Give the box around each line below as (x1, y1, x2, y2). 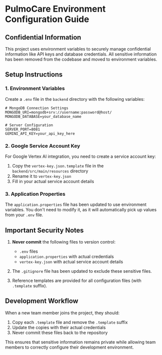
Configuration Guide (5, 14, 90, 25)
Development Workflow (5, 297, 79, 305)
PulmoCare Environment (5, 3, 106, 15)
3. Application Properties (5, 190, 66, 197)
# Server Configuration (5, 123, 54, 128)
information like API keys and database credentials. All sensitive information (5, 51, 157, 57)
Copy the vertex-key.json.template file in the (12, 163, 104, 168)
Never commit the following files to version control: (12, 239, 116, 245)
